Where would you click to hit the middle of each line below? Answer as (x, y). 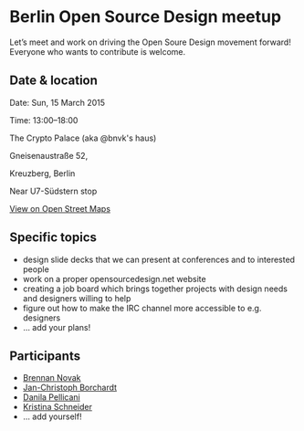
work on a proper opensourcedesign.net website (115, 279)
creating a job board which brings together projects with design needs (155, 289)
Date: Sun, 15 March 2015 (58, 102)
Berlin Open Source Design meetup (145, 17)
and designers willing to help (77, 298)
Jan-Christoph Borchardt (69, 388)
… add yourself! (52, 416)
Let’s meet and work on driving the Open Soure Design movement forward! (151, 42)
